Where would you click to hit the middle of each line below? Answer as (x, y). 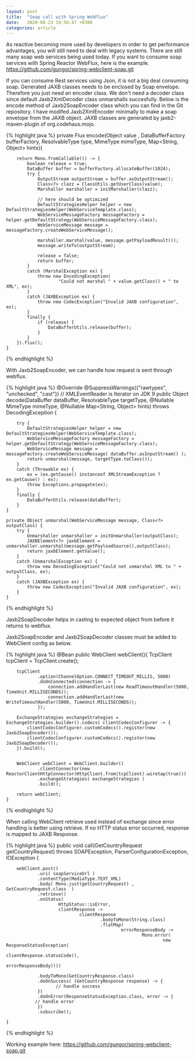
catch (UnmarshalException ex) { (57, 562)
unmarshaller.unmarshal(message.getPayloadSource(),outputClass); (88, 546)
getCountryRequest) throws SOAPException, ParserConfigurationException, (97, 852)
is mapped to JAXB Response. (42, 834)
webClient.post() (38, 869)
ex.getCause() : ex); (32, 480)
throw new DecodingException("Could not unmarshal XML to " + (104, 567)
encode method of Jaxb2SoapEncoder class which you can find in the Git (95, 105)
